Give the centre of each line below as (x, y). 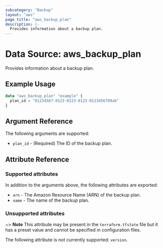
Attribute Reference (37, 159)
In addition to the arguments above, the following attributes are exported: (82, 185)
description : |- (22, 24)
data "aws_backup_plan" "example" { (44, 96)
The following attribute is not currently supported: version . (67, 240)
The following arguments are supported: (47, 133)
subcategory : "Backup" (29, 10)
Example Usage (30, 84)
